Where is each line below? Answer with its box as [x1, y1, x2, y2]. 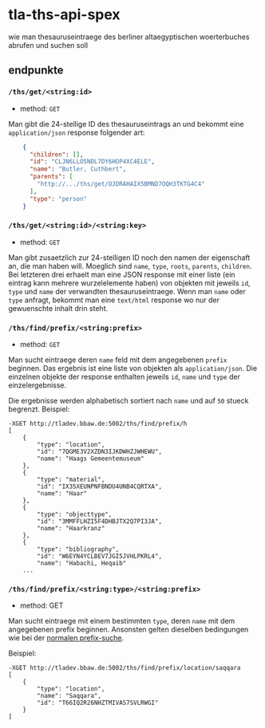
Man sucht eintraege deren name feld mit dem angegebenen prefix [8, 355, 227, 364]
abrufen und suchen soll [8, 40, 89, 49]
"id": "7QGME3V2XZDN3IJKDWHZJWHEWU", [37, 448, 162, 456]
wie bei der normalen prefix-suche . [8, 633, 125, 643]
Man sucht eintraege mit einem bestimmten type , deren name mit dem [8, 616, 235, 626]
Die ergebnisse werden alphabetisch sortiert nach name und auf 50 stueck [8, 396, 249, 406]
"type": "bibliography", [37, 545, 120, 553]
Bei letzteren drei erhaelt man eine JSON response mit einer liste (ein [8, 270, 235, 279]
